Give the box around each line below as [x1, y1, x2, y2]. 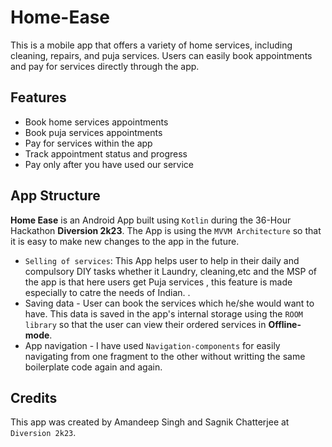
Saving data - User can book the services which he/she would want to [24, 297, 315, 309]
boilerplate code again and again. [24, 361, 163, 373]
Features [10, 89, 67, 106]
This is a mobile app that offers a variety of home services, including [10, 39, 293, 51]
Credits [10, 389, 58, 406]
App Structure [10, 187, 101, 205]
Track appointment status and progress [24, 147, 188, 160]
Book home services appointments [24, 116, 169, 128]
